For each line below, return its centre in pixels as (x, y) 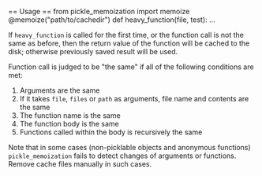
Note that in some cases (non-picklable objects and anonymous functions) (129, 147)
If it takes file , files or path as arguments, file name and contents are (134, 99)
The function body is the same (69, 124)
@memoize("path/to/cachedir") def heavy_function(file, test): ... (112, 20)
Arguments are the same (60, 90)
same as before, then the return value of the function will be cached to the (129, 43)
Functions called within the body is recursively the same (111, 132)
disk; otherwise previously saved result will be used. (93, 51)
